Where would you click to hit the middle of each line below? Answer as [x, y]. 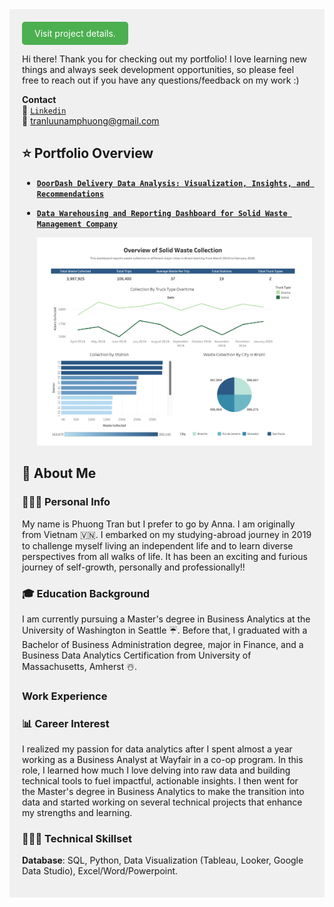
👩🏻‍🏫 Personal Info [66, 502]
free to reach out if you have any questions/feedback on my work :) [161, 80]
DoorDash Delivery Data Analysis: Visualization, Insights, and [173, 183]
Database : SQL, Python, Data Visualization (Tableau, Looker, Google [163, 860]
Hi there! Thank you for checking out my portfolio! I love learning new [164, 59]
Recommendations [70, 194]
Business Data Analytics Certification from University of [137, 655]
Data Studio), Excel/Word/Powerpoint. [100, 871]
